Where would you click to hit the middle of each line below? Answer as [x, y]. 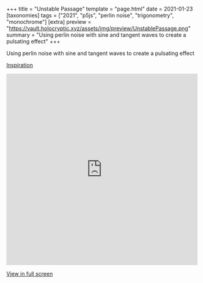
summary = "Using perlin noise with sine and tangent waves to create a [96, 35]
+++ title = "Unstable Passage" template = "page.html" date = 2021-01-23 [100, 9]
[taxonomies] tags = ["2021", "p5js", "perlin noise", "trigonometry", [90, 15]
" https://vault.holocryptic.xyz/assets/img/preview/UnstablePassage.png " [98, 28]
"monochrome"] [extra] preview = [49, 22]
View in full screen [30, 274]
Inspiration [20, 65]
